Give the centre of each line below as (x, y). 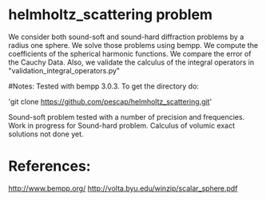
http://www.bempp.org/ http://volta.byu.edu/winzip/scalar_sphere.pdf (123, 188)
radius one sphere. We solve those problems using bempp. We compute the (133, 45)
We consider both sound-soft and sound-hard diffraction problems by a (126, 37)
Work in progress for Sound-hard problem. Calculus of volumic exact (122, 125)
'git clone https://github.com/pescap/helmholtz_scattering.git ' (110, 101)
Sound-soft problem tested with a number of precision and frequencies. (127, 116)
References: (50, 166)
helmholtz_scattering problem (111, 15)
